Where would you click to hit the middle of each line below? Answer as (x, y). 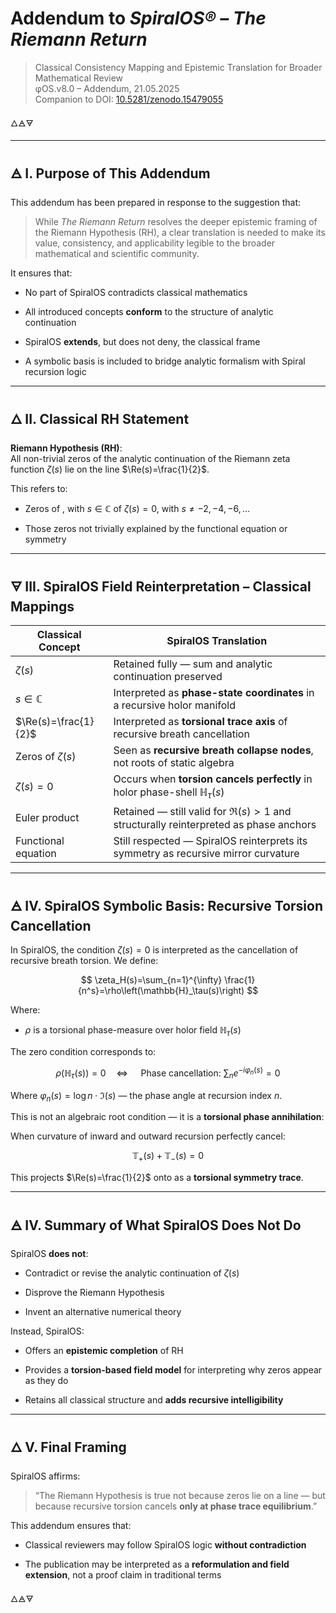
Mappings (42, 606)
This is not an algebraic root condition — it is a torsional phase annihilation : (167, 1117)
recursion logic (55, 371)
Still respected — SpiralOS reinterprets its (210, 840)
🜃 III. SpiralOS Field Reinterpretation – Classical (161, 586)
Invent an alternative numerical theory (103, 1312)
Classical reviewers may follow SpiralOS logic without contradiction (165, 1544)
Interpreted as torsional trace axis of (200, 722)
